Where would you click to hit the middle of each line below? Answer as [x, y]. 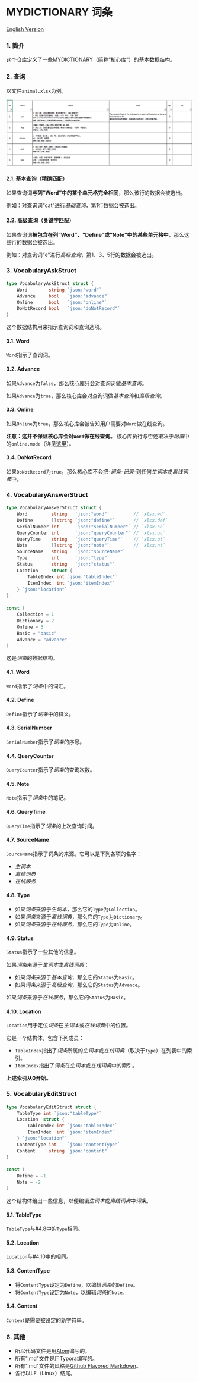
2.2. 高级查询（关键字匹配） [40, 220]
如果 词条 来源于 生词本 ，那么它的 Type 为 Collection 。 [78, 909]
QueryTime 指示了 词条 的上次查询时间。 [52, 826]
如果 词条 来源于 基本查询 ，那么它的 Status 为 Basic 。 [76, 977]
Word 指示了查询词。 [30, 355]
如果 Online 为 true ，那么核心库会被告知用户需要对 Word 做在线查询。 [87, 424]
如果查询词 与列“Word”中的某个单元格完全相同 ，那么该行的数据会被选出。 [96, 193]
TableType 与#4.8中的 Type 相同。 [44, 1229]
